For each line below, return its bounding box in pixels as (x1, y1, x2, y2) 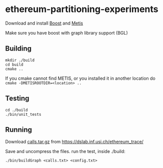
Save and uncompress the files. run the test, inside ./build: (5, 148, 125, 154)
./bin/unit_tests (5, 112, 42, 117)
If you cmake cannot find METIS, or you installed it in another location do (5, 75, 155, 81)
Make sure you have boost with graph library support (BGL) (5, 30, 128, 36)
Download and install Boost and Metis (5, 20, 83, 26)
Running (5, 125, 33, 134)
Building (5, 44, 32, 53)
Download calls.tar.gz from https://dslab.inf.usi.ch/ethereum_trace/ (5, 139, 144, 145)
